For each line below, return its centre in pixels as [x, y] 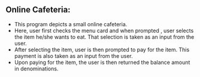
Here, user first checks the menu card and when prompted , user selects [104, 30]
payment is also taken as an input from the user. [73, 56]
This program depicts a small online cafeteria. [71, 24]
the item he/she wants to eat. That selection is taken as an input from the [104, 37]
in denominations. [36, 69]
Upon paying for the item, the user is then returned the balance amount [102, 62]
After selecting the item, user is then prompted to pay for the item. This [102, 50]
